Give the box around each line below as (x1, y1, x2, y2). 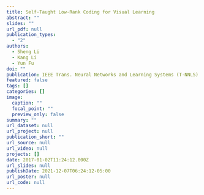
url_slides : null (6, 163, 51, 169)
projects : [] (6, 151, 40, 157)
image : (6, 94, 23, 100)
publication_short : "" (6, 134, 64, 141)
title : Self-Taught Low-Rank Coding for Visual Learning (6, 9, 155, 15)
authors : (6, 43, 29, 50)
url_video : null (6, 145, 48, 152)
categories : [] (6, 89, 45, 95)
